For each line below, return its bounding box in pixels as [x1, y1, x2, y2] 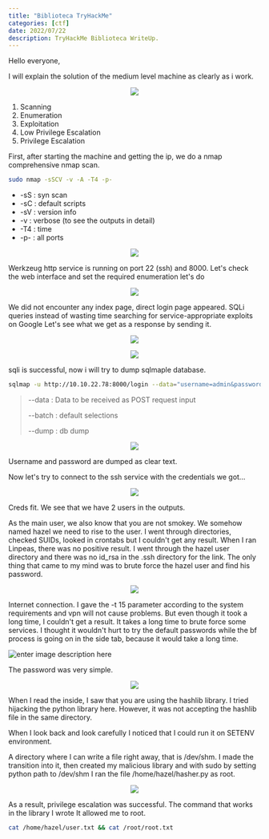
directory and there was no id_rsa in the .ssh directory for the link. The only [8, 552, 256, 562]
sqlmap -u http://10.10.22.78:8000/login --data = [8, 381, 178, 389]
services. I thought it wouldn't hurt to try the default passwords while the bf [8, 626, 258, 635]
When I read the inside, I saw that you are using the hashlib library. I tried [8, 696, 249, 705]
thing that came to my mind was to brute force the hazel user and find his [8, 561, 251, 570]
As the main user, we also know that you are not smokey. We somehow [8, 518, 243, 527]
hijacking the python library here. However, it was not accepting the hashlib [8, 704, 257, 713]
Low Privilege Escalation [19, 127, 102, 137]
